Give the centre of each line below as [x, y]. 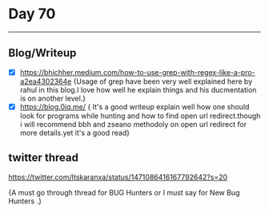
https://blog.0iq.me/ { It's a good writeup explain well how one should [134, 106]
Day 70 [32, 14]
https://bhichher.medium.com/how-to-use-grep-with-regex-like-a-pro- [138, 72]
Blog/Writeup [42, 53]
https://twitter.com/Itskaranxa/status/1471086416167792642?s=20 [118, 177]
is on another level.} [53, 98]
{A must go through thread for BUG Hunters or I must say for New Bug [124, 192]
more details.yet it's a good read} [75, 132]
